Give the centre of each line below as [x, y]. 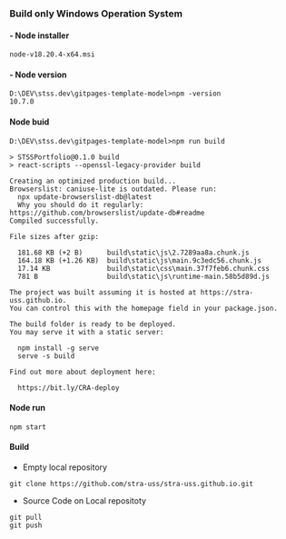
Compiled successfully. [54, 221]
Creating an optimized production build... [93, 181]
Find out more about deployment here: [83, 372]
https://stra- [227, 292]
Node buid [30, 122]
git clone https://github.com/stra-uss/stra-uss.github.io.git [132, 484]
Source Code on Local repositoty [84, 500]
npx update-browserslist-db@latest [85, 197]
